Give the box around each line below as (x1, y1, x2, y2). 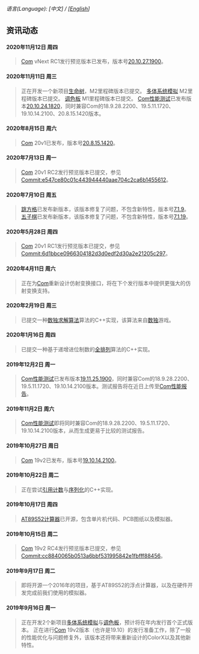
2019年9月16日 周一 (6, 604, 56, 611)
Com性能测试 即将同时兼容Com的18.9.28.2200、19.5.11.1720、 (20, 419, 173, 427)
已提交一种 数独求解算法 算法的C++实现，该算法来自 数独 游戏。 (20, 316, 174, 324)
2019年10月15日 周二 (6, 530, 58, 537)
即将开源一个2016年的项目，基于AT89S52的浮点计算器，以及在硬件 (20, 582, 188, 589)
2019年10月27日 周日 (6, 442, 59, 449)
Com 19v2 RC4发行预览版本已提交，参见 (20, 544, 121, 552)
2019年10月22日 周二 (6, 472, 59, 479)
